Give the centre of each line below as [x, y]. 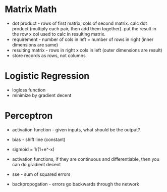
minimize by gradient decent [42, 95]
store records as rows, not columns [49, 55]
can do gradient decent [36, 164]
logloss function [29, 90]
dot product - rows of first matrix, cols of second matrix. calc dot [79, 23]
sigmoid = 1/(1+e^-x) [33, 149]
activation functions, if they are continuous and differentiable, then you [86, 159]
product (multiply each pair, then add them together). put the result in [84, 28]
